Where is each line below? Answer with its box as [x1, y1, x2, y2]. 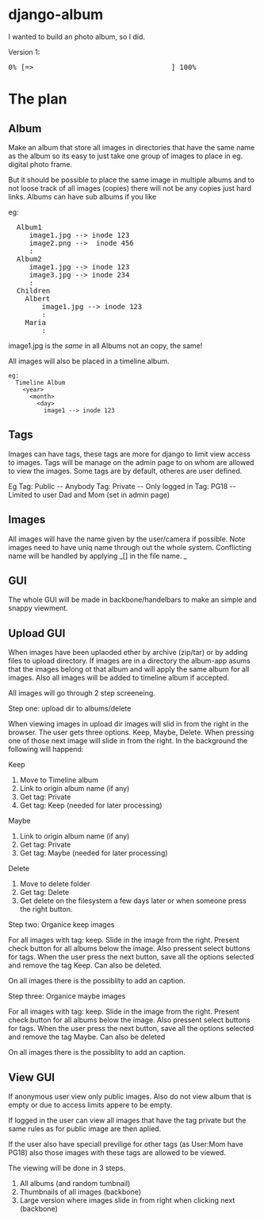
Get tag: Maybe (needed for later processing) [19, 848, 168, 858]
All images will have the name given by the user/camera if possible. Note [8, 534, 246, 544]
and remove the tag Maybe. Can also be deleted [8, 1032, 166, 1042]
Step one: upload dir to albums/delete [8, 704, 132, 713]
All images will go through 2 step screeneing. [8, 688, 156, 698]
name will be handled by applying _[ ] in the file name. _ [8, 551, 188, 560]
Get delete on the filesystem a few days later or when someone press [19, 896, 247, 905]
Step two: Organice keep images [8, 920, 115, 929]
